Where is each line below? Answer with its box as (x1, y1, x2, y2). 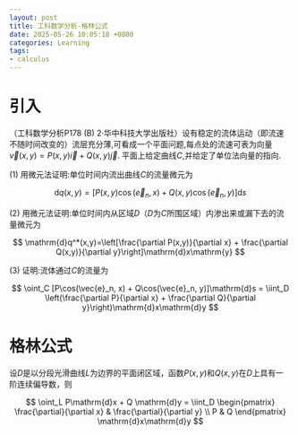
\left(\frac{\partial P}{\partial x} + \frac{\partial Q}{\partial (44, 292, 257, 303)
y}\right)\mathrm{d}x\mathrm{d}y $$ (81, 301, 219, 312)
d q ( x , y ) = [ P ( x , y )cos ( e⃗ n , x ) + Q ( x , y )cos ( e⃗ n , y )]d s (54, 187, 247, 200)
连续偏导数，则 (16, 378, 72, 389)
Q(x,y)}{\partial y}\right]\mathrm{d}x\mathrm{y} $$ (55, 246, 246, 257)
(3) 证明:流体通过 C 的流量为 (9, 265, 109, 275)
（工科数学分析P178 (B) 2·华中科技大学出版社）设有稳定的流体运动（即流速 (9, 127, 285, 138)
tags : (9, 47, 30, 56)
